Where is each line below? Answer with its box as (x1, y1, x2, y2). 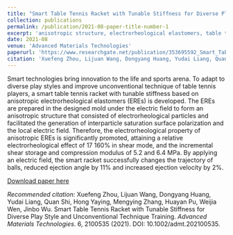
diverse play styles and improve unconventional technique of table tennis (7, 81, 216, 90)
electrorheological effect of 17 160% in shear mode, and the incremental (7, 140, 214, 149)
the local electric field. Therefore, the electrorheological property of (7, 126, 201, 134)
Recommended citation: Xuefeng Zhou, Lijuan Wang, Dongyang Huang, (7, 190, 212, 198)
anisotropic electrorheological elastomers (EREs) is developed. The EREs (7, 97, 216, 105)
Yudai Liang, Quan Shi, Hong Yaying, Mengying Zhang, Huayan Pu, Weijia (7, 197, 217, 206)
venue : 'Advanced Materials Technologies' (7, 42, 132, 49)
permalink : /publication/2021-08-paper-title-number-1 (7, 23, 169, 30)
